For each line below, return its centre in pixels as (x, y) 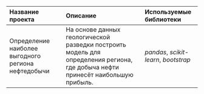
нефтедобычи (29, 71)
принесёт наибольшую (100, 75)
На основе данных (93, 30)
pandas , (157, 52)
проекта (22, 19)
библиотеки (163, 19)
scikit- (179, 52)
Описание (81, 16)
